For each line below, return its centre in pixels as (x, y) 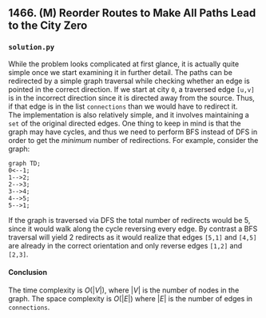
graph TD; (25, 163)
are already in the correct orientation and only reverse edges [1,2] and (125, 245)
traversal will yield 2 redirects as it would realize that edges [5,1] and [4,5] (133, 237)
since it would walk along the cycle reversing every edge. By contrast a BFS (133, 229)
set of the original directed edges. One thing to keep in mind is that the (125, 123)
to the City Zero (48, 26)
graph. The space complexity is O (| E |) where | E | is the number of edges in (131, 298)
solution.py (32, 48)
